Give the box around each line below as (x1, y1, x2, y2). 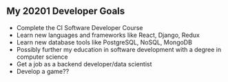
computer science (16, 53, 68, 61)
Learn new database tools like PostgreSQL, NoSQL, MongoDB (16, 38, 192, 46)
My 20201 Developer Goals (6, 5, 125, 17)
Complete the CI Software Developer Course (16, 23, 143, 31)
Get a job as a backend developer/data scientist (16, 59, 152, 68)
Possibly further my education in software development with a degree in (16, 45, 222, 53)
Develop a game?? (16, 67, 70, 75)
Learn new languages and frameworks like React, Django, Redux (16, 31, 200, 39)
